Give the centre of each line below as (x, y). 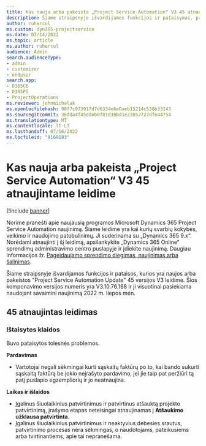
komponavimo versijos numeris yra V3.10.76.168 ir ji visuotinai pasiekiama (99, 286)
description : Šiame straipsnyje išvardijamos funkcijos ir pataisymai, (100, 18)
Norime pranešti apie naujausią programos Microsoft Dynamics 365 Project (101, 222)
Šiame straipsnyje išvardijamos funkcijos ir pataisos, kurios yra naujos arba (101, 273)
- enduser (19, 75)
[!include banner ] (28, 210)
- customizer (23, 69)
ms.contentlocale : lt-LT (38, 126)
